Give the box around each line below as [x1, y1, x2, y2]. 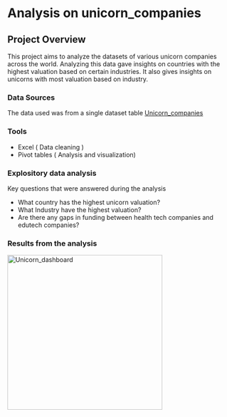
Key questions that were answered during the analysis [7, 184, 167, 193]
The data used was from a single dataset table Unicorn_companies [7, 109, 204, 117]
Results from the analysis [7, 238, 97, 248]
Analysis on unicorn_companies [7, 5, 201, 21]
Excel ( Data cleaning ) [17, 142, 84, 151]
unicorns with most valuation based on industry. [7, 75, 148, 83]
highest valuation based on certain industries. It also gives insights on [7, 68, 212, 75]
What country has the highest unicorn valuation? [17, 198, 161, 206]
